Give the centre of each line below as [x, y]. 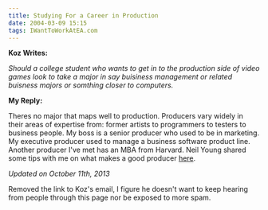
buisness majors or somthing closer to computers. [91, 85]
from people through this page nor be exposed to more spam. [110, 198]
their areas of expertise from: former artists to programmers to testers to [127, 125]
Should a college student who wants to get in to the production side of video [134, 68]
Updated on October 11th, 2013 [59, 174]
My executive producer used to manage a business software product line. [130, 142]
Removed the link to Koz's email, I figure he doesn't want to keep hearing [128, 189]
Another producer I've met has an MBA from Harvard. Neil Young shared [127, 150]
